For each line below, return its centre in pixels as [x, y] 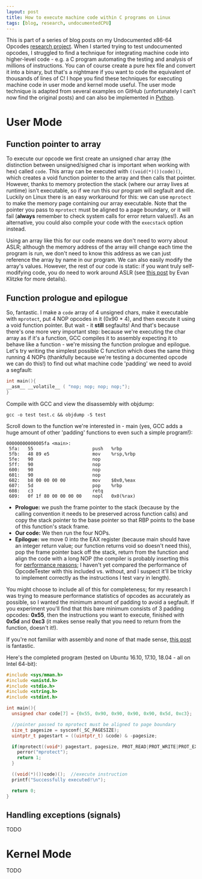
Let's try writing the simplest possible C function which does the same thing [100, 351]
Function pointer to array [54, 144]
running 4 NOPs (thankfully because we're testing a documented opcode [97, 357]
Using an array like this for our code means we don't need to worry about [97, 241]
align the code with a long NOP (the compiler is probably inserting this [102, 558]
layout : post [23, 12]
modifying [19, 273]
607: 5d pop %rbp [65, 485]
